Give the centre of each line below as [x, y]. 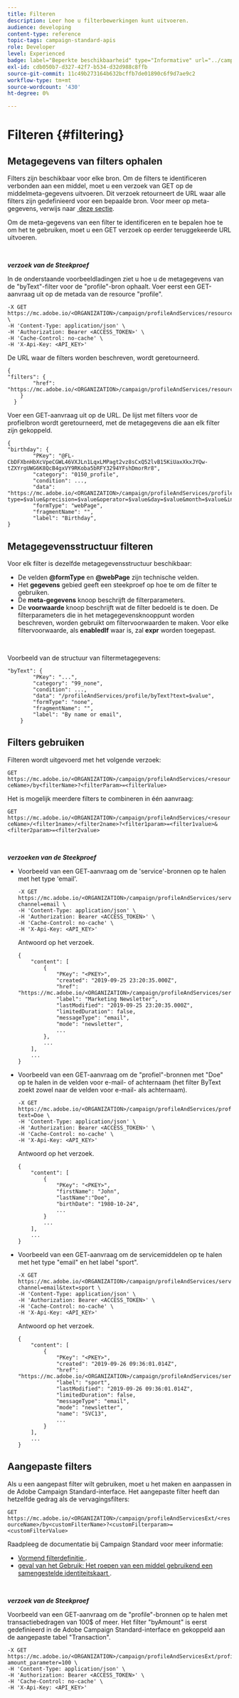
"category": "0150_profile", [76, 475]
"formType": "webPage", [68, 506]
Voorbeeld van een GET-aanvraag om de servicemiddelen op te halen [120, 1254]
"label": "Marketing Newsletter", [107, 999]
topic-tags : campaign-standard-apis [62, 41]
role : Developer [31, 47]
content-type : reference [44, 34]
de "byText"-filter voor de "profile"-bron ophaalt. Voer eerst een [101, 286]
